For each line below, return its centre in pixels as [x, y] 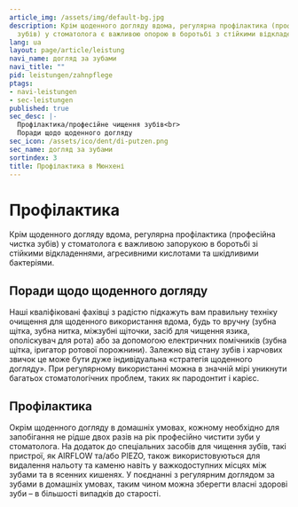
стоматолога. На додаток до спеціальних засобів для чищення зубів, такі [148, 446]
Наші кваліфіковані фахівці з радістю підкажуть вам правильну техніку [143, 313]
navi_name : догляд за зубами [63, 59]
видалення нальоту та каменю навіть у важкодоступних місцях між [138, 465]
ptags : [21, 83]
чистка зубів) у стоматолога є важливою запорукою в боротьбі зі [134, 244]
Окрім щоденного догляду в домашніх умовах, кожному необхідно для [144, 427]
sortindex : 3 [33, 158]
